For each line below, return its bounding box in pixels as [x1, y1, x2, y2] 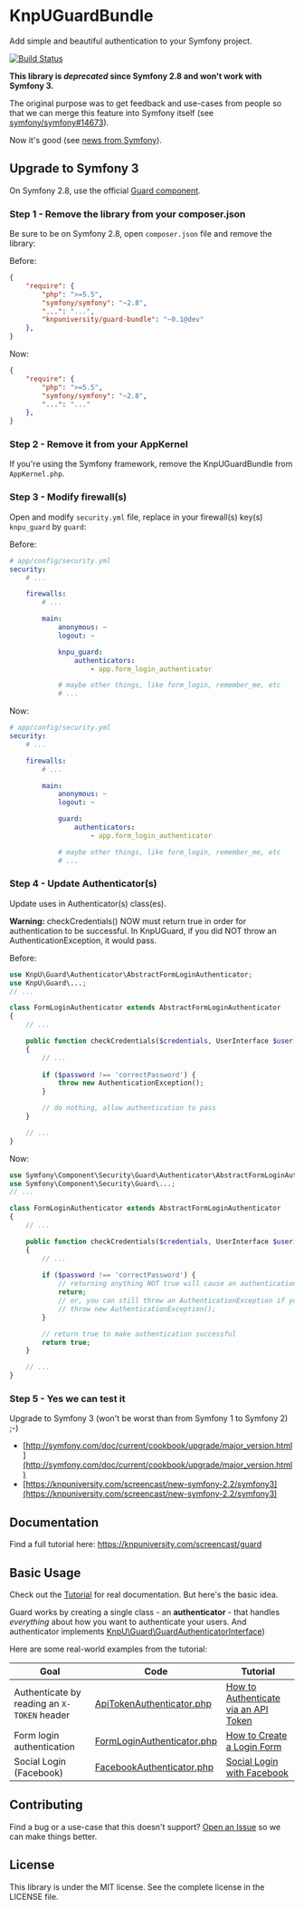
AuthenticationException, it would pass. [9, 935, 157, 946]
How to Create [225, 1729, 288, 1741]
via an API [225, 1702, 269, 1715]
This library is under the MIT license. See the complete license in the [9, 1881, 265, 1892]
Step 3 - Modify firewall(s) [9, 491, 128, 503]
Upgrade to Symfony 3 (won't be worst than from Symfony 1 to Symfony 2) [9, 1413, 289, 1424]
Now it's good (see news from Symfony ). [9, 134, 163, 145]
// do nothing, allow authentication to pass [42, 1104, 217, 1113]
